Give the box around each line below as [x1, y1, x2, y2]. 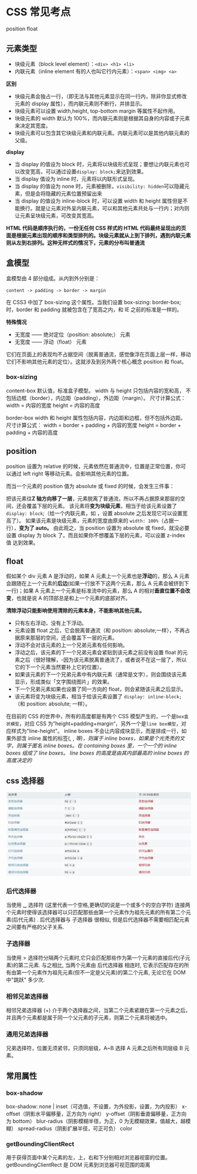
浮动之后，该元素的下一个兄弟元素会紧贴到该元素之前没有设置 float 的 [14, 649, 183, 656]
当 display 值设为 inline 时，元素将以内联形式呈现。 [14, 175, 138, 182]
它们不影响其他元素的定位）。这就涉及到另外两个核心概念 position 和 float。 [6, 358, 187, 365]
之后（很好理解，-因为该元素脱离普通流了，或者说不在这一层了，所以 [19, 656, 187, 664]
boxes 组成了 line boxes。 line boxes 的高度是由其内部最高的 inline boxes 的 [6, 749, 189, 756]
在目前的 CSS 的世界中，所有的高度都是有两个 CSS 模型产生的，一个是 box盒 [6, 713, 189, 720]
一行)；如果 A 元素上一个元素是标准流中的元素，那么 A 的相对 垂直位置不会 [6, 587, 186, 594]
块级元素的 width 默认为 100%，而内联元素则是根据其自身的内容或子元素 [14, 115, 191, 122]
